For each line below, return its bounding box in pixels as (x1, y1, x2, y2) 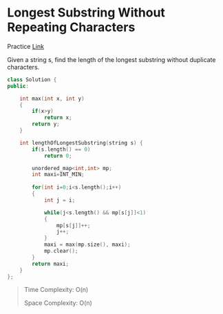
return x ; (43, 114, 72, 121)
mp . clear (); (43, 248, 78, 255)
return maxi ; (32, 260, 70, 267)
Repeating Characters (7, 19, 136, 35)
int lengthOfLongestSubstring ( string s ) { (19, 139, 143, 146)
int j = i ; (43, 196, 76, 204)
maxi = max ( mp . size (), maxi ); (43, 241, 131, 249)
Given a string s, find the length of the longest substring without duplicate (7, 55, 216, 63)
